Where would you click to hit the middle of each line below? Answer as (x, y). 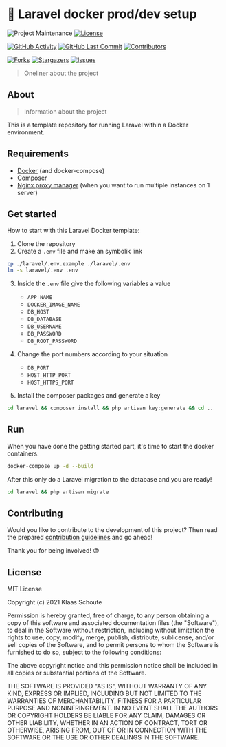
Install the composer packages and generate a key (89, 396)
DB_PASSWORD (44, 334)
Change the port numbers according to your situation (92, 354)
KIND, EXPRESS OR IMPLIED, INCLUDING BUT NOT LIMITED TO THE (104, 694)
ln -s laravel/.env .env (43, 270)
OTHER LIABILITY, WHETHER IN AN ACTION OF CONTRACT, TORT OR (107, 723)
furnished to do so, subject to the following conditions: (84, 652)
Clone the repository (46, 244)
